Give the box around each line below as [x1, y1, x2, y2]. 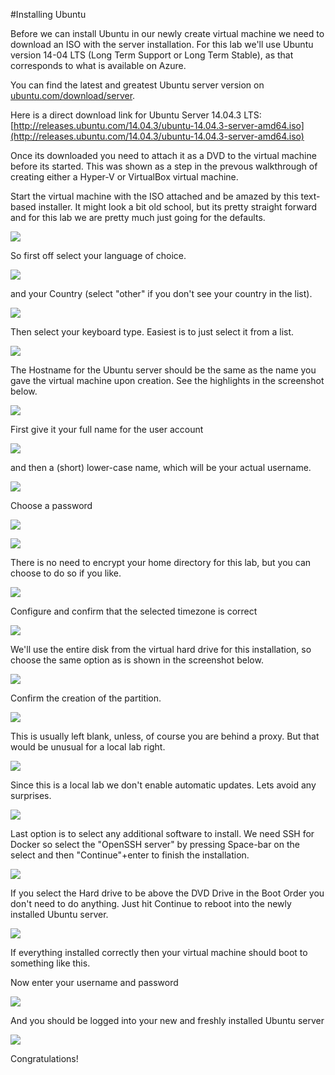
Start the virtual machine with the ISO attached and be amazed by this [10, 190, 299, 202]
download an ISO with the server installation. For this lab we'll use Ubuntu [10, 39, 314, 50]
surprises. [10, 790, 52, 801]
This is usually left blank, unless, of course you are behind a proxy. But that [10, 730, 320, 742]
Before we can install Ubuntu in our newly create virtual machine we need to [10, 28, 325, 39]
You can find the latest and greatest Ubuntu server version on [10, 79, 265, 91]
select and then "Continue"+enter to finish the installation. [10, 849, 250, 861]
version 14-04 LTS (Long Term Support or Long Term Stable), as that [10, 49, 294, 61]
